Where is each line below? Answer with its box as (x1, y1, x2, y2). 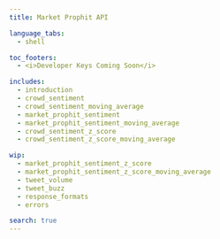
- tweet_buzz (17, 183, 65, 193)
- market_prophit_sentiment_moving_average (17, 119, 179, 127)
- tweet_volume (17, 175, 73, 184)
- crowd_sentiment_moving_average (17, 102, 144, 111)
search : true (9, 216, 57, 226)
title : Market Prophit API (9, 12, 109, 22)
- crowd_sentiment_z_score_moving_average (17, 135, 176, 144)
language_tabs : (9, 28, 65, 38)
